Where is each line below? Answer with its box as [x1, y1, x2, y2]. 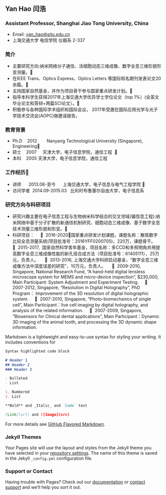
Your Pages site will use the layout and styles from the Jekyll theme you [5, 444, 152, 451]
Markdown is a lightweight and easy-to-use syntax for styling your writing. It [5, 333, 161, 339]
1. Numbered [5, 390, 30, 395]
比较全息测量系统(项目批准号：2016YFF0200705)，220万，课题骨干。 [12, 238, 156, 244]
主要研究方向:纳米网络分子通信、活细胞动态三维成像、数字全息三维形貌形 [12, 63, 162, 69]
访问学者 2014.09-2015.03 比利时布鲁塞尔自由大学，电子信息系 [12, 187, 145, 193]
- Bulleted [5, 376, 28, 381]
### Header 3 [5, 367, 32, 372]
